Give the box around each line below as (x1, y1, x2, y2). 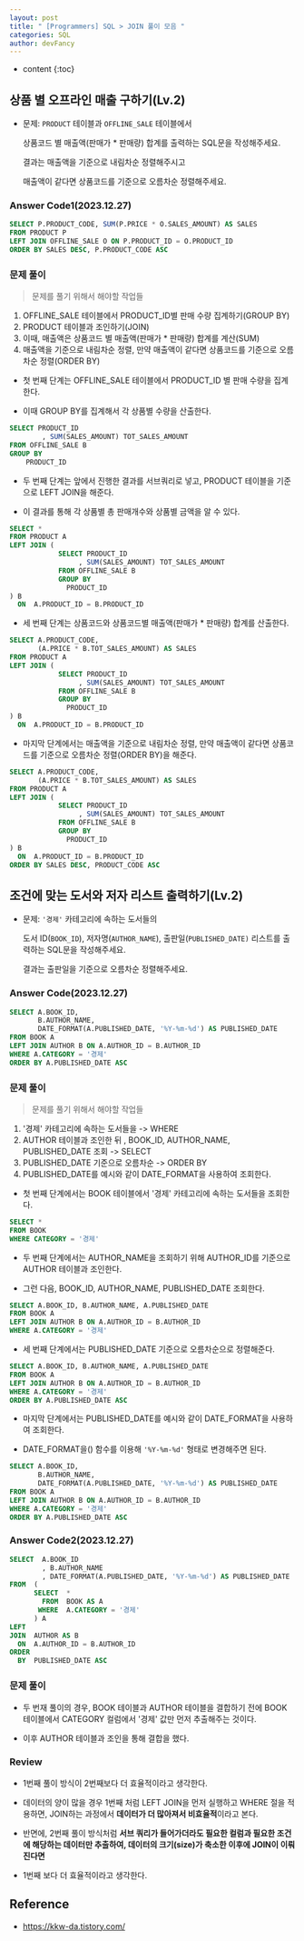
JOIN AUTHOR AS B (9, 1631, 79, 1640)
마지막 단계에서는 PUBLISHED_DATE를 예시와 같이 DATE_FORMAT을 (22, 1413, 270, 1424)
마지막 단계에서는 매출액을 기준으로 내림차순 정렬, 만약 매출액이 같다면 (22, 737, 270, 748)
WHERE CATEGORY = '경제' (9, 1234, 100, 1244)
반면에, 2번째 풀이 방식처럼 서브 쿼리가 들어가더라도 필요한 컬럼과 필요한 (22, 1827, 275, 1838)
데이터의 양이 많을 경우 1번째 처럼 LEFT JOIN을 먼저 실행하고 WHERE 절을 (22, 1796, 286, 1807)
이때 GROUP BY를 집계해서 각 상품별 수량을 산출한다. (22, 405, 211, 416)
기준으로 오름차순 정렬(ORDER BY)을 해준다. (39, 749, 197, 760)
